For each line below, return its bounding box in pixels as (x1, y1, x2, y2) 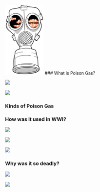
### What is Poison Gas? (44, 70, 96, 76)
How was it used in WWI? (5, 115, 67, 122)
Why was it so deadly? (5, 160, 60, 167)
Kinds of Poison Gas (5, 103, 54, 110)
